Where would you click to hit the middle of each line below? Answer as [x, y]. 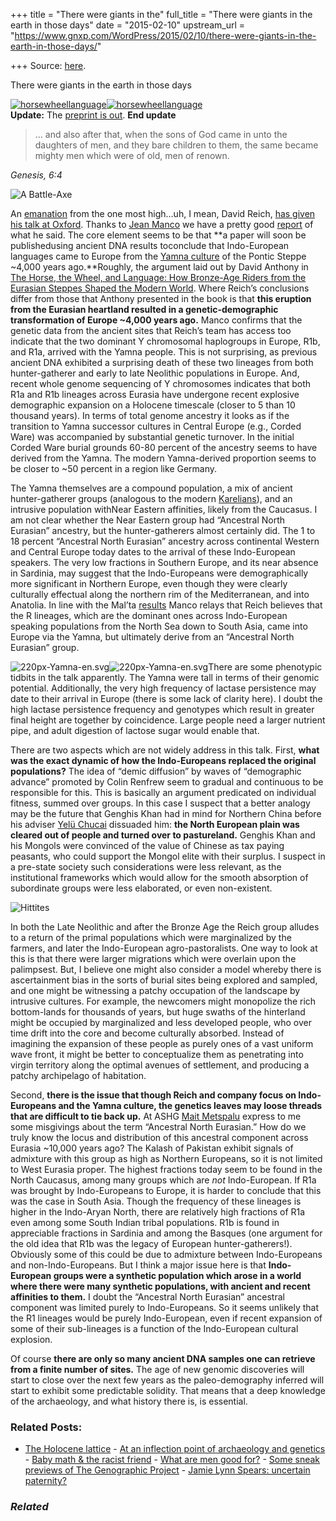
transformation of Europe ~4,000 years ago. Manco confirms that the [156, 320]
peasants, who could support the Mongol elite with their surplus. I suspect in [168, 856]
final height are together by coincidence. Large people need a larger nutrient [168, 720]
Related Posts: [46, 1427]
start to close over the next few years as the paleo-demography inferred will [167, 1380]
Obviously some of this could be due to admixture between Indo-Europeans [166, 1254]
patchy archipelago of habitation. [78, 1075]
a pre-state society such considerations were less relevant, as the [146, 867]
